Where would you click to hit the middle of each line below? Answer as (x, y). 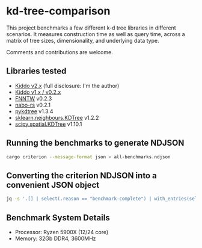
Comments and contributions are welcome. (60, 52)
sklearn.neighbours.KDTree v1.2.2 (57, 117)
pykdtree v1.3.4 (34, 111)
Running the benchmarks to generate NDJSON (95, 143)
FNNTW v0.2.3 (33, 98)
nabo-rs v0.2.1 (33, 105)
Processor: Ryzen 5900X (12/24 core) (62, 232)
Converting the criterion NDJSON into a (82, 175)
